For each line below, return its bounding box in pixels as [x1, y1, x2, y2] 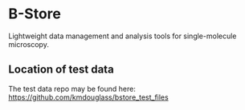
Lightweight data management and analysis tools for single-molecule [8, 31, 237, 41]
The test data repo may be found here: [8, 84, 137, 93]
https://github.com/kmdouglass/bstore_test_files [8, 92, 169, 102]
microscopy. [8, 39, 50, 49]
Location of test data [8, 63, 114, 77]
